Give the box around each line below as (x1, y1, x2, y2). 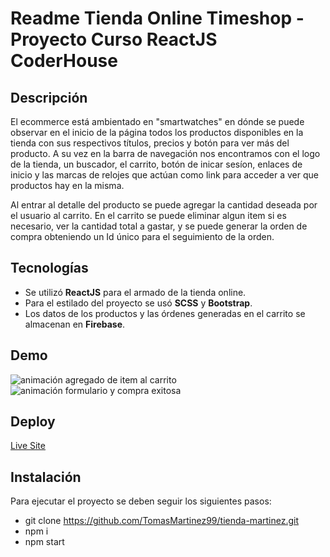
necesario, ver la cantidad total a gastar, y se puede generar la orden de (10, 220, 308, 232)
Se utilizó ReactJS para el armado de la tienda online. (24, 286, 247, 298)
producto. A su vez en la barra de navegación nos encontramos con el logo (10, 148, 321, 159)
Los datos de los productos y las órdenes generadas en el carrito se (24, 307, 306, 319)
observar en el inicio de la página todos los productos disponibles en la (10, 127, 304, 138)
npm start (24, 536, 65, 548)
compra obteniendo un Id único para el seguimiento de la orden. (10, 231, 275, 242)
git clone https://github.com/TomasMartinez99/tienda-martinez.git (24, 515, 299, 527)
